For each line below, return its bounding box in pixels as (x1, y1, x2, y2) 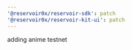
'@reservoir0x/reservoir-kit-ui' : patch (7, 16, 126, 23)
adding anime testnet (7, 35, 68, 43)
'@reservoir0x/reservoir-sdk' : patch (7, 10, 116, 17)
